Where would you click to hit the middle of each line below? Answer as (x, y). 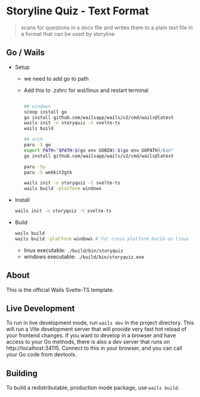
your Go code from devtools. (41, 355)
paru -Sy (35, 167)
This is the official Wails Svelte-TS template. (60, 290)
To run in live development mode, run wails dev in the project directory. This (100, 323)
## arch (33, 139)
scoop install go (45, 112)
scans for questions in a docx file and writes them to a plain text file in (107, 27)
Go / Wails (25, 53)
